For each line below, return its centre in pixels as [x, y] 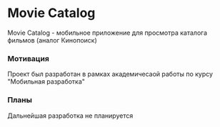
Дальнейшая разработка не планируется [70, 116]
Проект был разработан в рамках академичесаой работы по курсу [110, 74]
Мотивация [29, 58]
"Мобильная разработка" [46, 82]
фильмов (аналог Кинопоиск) [52, 40]
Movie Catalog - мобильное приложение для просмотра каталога [107, 33]
